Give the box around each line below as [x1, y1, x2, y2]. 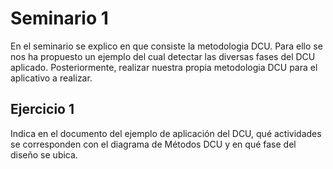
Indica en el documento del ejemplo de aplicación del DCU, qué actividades [10, 127, 322, 139]
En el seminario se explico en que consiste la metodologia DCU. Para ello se [10, 40, 323, 52]
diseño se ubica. [10, 148, 78, 161]
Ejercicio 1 [10, 101, 75, 118]
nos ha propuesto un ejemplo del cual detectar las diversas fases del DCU [10, 50, 316, 62]
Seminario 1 [10, 7, 109, 30]
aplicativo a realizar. [10, 72, 93, 84]
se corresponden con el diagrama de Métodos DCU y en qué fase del [10, 138, 297, 150]
